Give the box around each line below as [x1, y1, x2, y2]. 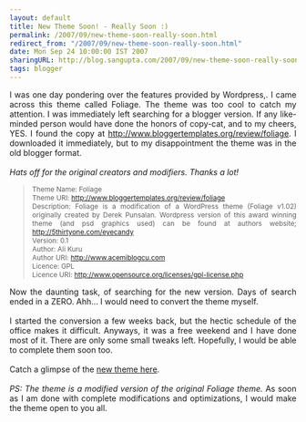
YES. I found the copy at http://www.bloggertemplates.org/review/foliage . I [9, 128, 297, 139]
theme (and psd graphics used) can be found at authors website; [31, 218, 297, 228]
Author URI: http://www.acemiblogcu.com [31, 252, 166, 262]
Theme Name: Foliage [31, 184, 103, 194]
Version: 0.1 [31, 235, 69, 245]
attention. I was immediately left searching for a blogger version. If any [9, 108, 278, 119]
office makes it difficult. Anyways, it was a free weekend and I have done [9, 324, 297, 335]
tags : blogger [9, 65, 64, 74]
